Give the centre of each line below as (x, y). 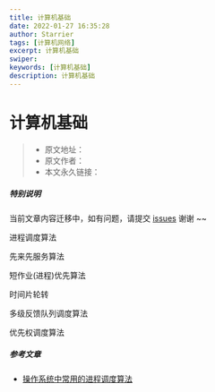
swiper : (24, 59)
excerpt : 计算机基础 (44, 51)
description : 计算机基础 (52, 76)
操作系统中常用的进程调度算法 (77, 379)
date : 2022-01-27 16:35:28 (60, 26)
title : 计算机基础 (40, 17)
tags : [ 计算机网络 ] (42, 43)
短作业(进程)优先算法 (48, 275)
